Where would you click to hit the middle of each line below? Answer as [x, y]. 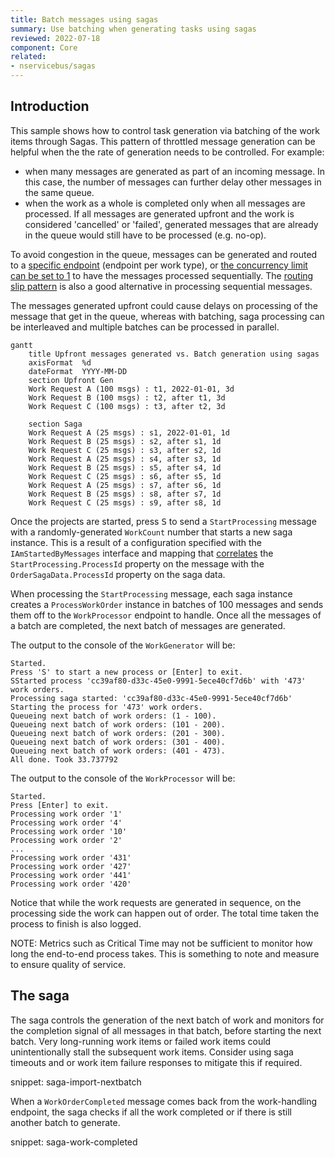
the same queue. [59, 192]
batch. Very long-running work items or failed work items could [141, 1041]
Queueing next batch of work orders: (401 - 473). [118, 751]
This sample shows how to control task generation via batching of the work [165, 130]
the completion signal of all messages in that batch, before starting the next [166, 1030]
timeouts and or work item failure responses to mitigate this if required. [156, 1062]
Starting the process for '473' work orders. [106, 707]
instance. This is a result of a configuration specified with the [136, 542]
